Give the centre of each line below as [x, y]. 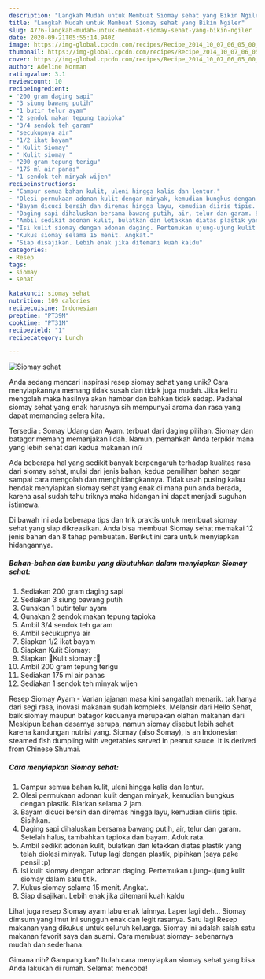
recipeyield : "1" [37, 330]
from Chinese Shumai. [45, 749]
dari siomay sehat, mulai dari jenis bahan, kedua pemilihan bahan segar [125, 471]
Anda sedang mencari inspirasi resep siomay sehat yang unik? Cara [119, 382]
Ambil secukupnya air [55, 633]
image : [20, 45]
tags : [18, 265]
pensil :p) [35, 862]
